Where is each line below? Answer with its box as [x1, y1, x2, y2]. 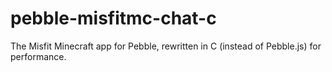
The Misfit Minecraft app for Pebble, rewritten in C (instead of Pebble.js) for [10, 40, 322, 52]
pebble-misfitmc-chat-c [10, 7, 217, 30]
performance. [10, 50, 67, 62]
